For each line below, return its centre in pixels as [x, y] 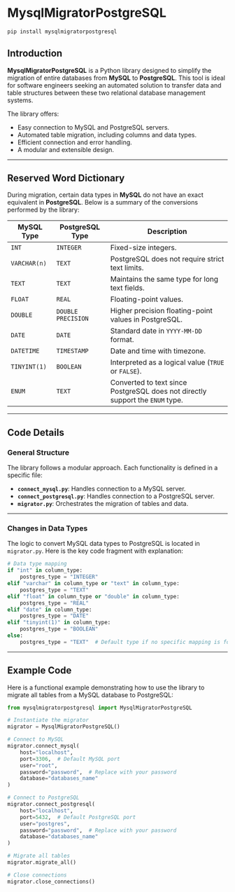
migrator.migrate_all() [42, 863]
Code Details [36, 432]
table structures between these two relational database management [107, 92]
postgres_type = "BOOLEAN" [59, 629]
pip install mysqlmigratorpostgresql [62, 32]
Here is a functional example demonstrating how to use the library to [106, 687]
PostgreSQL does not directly [158, 392]
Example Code [40, 671]
